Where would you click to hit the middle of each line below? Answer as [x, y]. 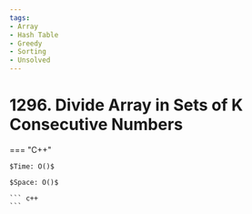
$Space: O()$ [34, 182]
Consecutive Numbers [96, 125]
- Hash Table [34, 35]
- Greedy [26, 43]
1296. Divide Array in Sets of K [126, 105]
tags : [20, 18]
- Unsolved [30, 60]
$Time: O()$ [32, 166]
